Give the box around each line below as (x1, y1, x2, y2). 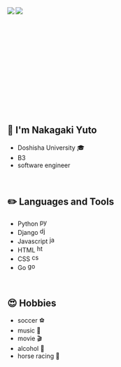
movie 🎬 (17, 334, 43, 343)
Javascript (17, 237, 48, 245)
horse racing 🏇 (17, 352, 60, 361)
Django (17, 228, 38, 236)
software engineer (17, 161, 71, 169)
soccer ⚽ (17, 316, 45, 325)
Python (17, 219, 38, 228)
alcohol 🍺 (17, 345, 45, 353)
